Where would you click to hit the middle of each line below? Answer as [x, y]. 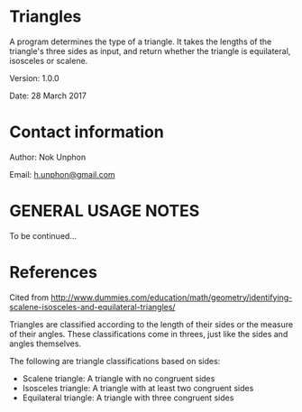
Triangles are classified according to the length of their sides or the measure [151, 324]
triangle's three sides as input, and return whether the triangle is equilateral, [150, 50]
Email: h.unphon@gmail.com [62, 174]
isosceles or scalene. [49, 60]
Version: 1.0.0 [35, 78]
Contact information [87, 132]
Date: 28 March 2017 [48, 96]
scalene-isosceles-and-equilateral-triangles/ [92, 307]
